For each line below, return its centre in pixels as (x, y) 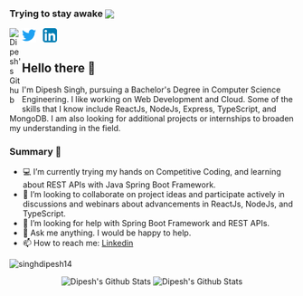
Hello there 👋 (59, 67)
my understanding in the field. (65, 129)
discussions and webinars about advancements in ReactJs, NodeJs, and (158, 204)
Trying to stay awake (57, 14)
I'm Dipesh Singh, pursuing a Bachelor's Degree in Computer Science (151, 90)
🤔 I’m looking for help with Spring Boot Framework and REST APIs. (146, 224)
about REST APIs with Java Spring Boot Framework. (119, 185)
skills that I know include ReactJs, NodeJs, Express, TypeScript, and (149, 109)
